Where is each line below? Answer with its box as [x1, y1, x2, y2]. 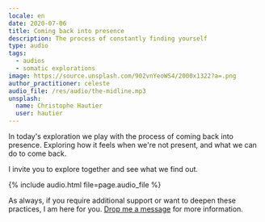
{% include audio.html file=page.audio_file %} [8, 180, 162, 190]
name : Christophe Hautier [15, 102, 103, 110]
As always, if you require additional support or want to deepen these [8, 195, 237, 205]
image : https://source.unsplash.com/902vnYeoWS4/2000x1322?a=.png [8, 72, 237, 80]
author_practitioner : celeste [8, 79, 111, 87]
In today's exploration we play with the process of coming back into [8, 132, 234, 141]
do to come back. [8, 149, 67, 158]
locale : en [8, 11, 45, 20]
